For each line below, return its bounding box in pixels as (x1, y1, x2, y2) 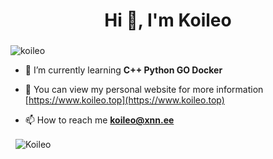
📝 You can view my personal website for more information (24, 84, 264, 96)
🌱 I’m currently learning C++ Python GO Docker (24, 64, 223, 76)
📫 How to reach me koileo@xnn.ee (24, 114, 175, 126)
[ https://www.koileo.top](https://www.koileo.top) (24, 94, 225, 106)
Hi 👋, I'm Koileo (104, 9, 232, 32)
